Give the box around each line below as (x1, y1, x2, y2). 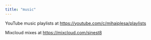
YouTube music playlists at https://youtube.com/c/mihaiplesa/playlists (5, 20, 146, 26)
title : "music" (5, 7, 36, 12)
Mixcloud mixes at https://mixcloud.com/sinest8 (5, 29, 102, 35)
